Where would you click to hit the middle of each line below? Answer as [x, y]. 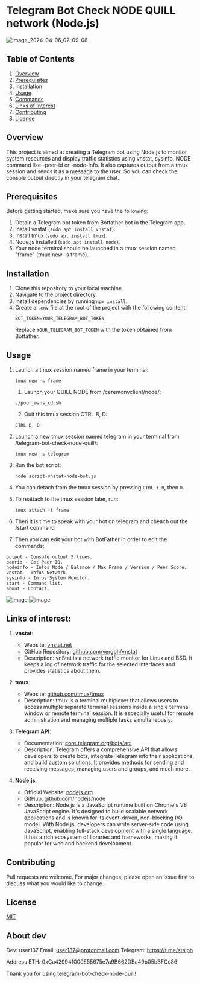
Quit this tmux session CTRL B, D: [66, 414]
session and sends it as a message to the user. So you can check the [92, 171]
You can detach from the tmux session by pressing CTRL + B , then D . [99, 487]
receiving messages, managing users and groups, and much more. [107, 768]
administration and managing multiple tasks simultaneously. [98, 719]
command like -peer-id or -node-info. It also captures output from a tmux [97, 165]
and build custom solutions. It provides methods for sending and [104, 762]
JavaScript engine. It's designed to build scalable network [96, 811]
